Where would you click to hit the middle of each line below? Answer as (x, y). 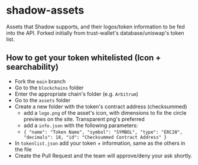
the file (23, 149)
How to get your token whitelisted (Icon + (84, 58)
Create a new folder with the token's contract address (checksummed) (101, 106)
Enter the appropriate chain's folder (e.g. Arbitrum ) (77, 94)
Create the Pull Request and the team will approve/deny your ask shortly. (103, 156)
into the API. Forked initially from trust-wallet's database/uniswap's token (95, 33)
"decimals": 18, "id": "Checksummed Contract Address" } (95, 137)
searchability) (33, 67)
